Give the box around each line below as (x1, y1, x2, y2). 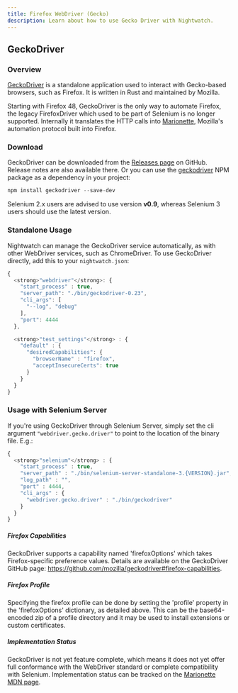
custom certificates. (7, 621, 66, 630)
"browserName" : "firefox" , (33, 355, 115, 362)
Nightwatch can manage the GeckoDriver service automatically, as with (7, 241, 216, 250)
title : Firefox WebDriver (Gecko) (7, 10, 110, 18)
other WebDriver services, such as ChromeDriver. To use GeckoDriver (7, 249, 212, 257)
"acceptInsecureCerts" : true (33, 362, 119, 370)
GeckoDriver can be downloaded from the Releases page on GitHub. (7, 158, 208, 167)
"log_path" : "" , (20, 477, 72, 484)
